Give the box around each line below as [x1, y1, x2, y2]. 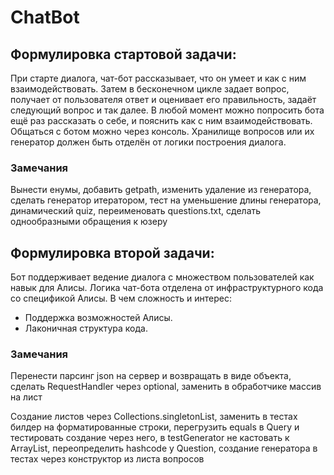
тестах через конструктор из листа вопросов [10, 453, 205, 465]
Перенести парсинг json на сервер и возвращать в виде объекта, [10, 370, 292, 382]
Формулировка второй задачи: [10, 244, 215, 261]
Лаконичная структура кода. [24, 322, 148, 335]
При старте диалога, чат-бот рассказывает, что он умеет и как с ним [10, 72, 307, 84]
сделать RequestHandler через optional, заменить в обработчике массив [10, 381, 322, 393]
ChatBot [10, 6, 80, 29]
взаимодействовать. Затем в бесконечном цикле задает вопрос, [10, 83, 290, 95]
